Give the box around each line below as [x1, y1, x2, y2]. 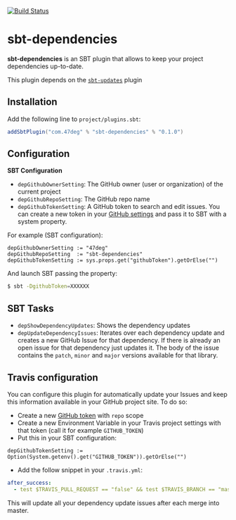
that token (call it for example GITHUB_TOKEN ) [17, 426, 144, 434]
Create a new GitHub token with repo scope [17, 411, 144, 419]
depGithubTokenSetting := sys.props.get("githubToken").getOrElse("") [7, 257, 218, 264]
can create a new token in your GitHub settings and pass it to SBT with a [17, 210, 227, 218]
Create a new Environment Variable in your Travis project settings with [17, 419, 221, 427]
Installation [7, 96, 58, 108]
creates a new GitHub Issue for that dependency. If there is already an [17, 336, 221, 345]
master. [7, 506, 29, 514]
